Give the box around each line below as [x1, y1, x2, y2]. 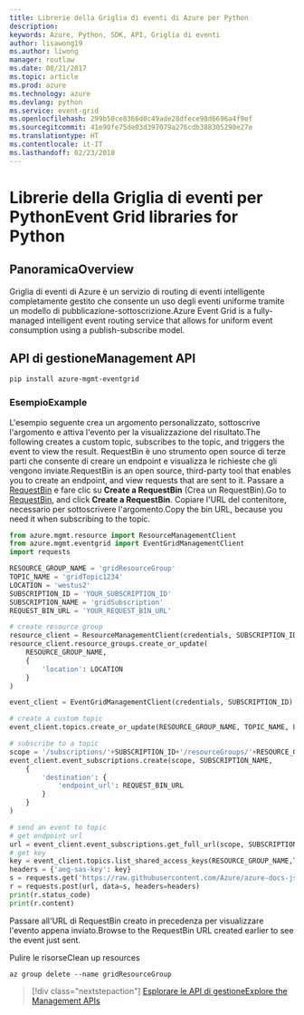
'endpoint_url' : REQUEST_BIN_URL [57, 781, 184, 790]
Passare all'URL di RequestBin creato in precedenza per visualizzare [9, 915, 264, 926]
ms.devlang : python [9, 97, 83, 107]
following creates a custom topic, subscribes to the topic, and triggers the [9, 436, 285, 447]
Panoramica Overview [9, 262, 134, 278]
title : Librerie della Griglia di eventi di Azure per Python [9, 13, 249, 23]
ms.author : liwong [9, 47, 79, 56]
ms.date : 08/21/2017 [9, 64, 88, 73]
